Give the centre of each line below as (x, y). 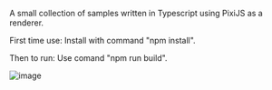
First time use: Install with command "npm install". (103, 40)
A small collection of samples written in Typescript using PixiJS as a (136, 13)
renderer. (26, 23)
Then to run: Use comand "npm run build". (88, 58)
